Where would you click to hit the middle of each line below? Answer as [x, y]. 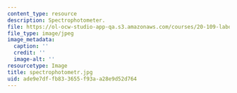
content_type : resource [42, 14]
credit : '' [30, 53]
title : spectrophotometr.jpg [50, 72]
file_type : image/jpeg [41, 33]
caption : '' [31, 46]
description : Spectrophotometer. [56, 20]
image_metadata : [31, 40]
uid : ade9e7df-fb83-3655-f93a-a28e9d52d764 [72, 79]
